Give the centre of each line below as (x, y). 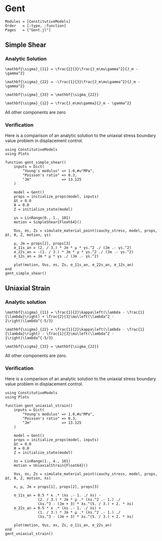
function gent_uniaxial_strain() (39, 405)
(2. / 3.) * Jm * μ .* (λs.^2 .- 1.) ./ (79, 500)
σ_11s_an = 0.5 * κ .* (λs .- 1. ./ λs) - (57, 495)
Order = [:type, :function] (36, 26)
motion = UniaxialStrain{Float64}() (51, 465)
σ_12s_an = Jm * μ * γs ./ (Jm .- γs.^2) (56, 256)
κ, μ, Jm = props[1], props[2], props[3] (56, 487)
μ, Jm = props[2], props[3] (42, 243)
